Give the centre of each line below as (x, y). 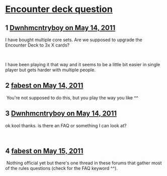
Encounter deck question (59, 9)
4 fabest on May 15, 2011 (44, 151)
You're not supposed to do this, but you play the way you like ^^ (72, 98)
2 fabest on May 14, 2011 (44, 85)
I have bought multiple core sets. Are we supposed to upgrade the (74, 40)
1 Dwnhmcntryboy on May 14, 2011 (60, 28)
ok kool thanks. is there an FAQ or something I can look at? (66, 125)
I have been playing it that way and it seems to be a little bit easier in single (83, 64)
